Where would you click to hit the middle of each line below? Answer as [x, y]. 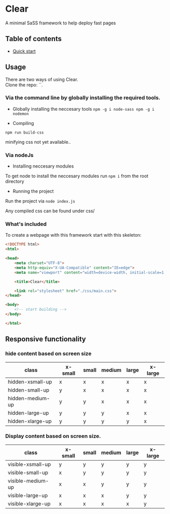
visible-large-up [28, 495]
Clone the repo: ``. [24, 85]
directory [15, 181]
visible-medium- [28, 480]
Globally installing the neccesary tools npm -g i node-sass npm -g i [83, 109]
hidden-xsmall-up [30, 381]
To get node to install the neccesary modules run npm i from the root [77, 176]
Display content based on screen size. [53, 436]
